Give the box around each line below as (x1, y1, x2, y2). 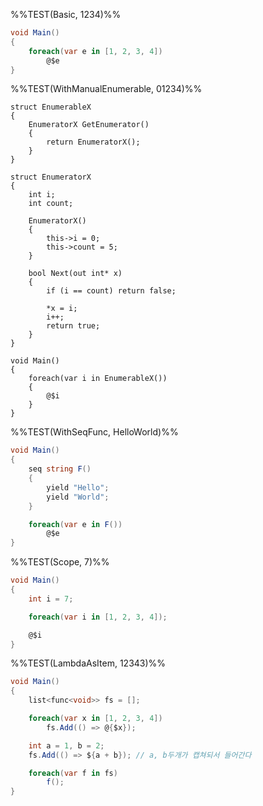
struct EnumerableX (10, 102, 92, 113)
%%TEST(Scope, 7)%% (10, 556, 110, 568)
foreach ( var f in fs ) (28, 768, 118, 778)
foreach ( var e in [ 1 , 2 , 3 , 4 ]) (28, 46, 163, 56)
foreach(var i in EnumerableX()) (28, 374, 168, 384)
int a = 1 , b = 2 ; (28, 740, 105, 751)
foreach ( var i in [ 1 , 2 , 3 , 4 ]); (28, 612, 168, 622)
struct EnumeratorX (10, 172, 92, 183)
